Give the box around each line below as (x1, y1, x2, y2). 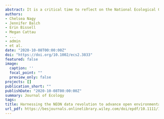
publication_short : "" (5, 84, 51, 89)
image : (5, 61, 19, 66)
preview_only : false (9, 75, 51, 80)
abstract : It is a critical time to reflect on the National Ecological (5, 7, 156, 12)
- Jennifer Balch (5, 20, 41, 26)
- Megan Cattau (5, 30, 36, 34)
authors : (5, 12, 23, 17)
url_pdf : (5, 106, 23, 112)
